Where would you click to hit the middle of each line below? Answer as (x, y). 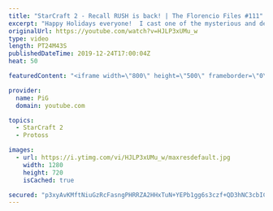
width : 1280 (43, 165)
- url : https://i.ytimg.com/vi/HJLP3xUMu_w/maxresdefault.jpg (123, 157)
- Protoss (32, 136)
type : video (28, 39)
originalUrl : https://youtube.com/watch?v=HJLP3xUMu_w (103, 31)
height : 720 (43, 172)
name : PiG (32, 98)
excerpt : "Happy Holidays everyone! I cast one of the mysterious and (132, 24)
